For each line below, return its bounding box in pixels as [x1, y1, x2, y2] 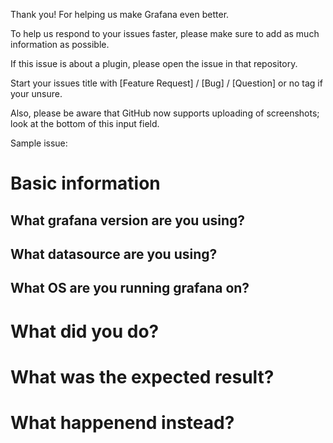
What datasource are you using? [10, 245, 218, 263]
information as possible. [10, 39, 110, 50]
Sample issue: [10, 137, 68, 149]
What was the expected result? [10, 365, 275, 388]
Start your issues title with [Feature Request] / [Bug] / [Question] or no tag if [10, 77, 323, 89]
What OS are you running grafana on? [10, 280, 250, 297]
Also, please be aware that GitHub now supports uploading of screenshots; [10, 107, 320, 119]
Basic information [10, 172, 161, 195]
